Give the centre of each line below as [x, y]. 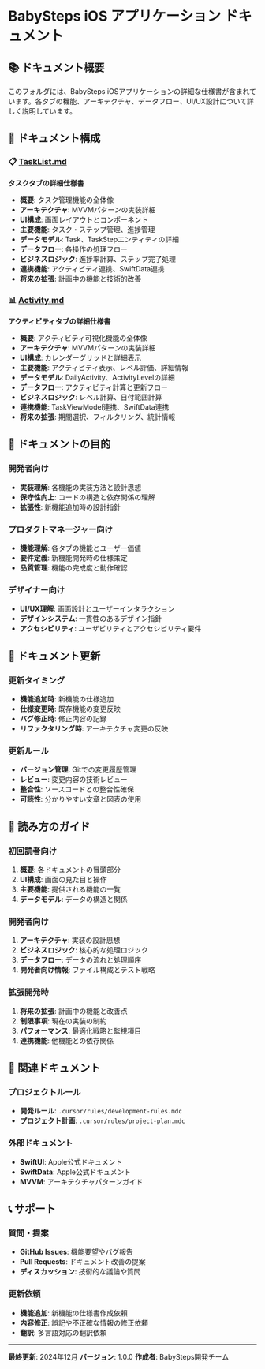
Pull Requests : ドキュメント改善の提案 [82, 1262]
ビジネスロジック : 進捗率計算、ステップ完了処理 [97, 259]
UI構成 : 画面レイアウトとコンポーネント [84, 219]
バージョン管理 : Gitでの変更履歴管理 [78, 769]
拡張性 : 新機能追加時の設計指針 [70, 507]
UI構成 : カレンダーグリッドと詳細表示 [80, 357]
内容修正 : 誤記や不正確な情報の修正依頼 [84, 1322]
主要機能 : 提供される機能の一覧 [70, 889]
